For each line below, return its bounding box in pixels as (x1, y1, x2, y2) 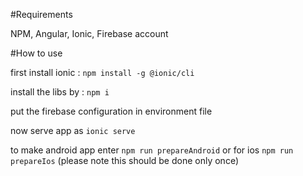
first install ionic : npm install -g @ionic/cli (10, 67, 195, 78)
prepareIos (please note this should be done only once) (10, 155, 239, 166)
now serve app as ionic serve (10, 125, 136, 136)
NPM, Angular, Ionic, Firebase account (10, 28, 169, 39)
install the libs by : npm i (10, 86, 110, 98)
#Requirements (10, 9, 73, 20)
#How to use (10, 47, 63, 59)
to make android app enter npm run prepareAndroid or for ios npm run (10, 144, 294, 156)
